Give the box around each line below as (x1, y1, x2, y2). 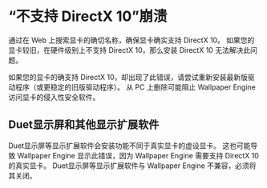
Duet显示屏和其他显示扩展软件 (8, 118, 160, 132)
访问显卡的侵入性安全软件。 (8, 92, 100, 102)
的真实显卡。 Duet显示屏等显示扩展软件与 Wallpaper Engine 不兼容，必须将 (8, 161, 257, 170)
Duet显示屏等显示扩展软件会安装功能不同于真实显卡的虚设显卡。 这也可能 (8, 141, 251, 150)
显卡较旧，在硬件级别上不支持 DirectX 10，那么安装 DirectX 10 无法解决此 (8, 45, 251, 54)
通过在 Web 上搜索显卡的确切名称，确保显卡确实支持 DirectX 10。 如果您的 (8, 35, 255, 45)
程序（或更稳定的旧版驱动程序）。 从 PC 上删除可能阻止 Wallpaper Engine (14, 82, 257, 92)
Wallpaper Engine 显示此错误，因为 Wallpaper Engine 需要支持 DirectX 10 (17, 150, 259, 160)
